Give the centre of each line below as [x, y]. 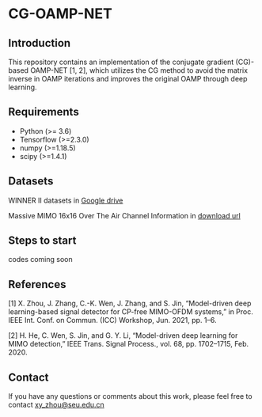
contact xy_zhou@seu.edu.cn [56, 405]
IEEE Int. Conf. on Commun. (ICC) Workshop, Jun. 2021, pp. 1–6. [112, 320]
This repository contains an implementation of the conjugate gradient [121, 62]
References [37, 284]
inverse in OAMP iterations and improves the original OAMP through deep [128, 79]
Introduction [40, 43]
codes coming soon [40, 260]
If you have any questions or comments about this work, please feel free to [130, 396]
